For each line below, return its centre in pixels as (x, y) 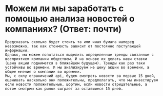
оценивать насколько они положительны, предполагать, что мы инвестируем (82, 80)
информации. (17, 50)
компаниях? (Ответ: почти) (63, 29)
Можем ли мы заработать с (64, 8)
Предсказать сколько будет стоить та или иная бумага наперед (70, 42)
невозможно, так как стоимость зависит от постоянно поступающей (73, 46)
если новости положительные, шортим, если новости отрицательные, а (76, 84)
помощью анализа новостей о (70, 19)
